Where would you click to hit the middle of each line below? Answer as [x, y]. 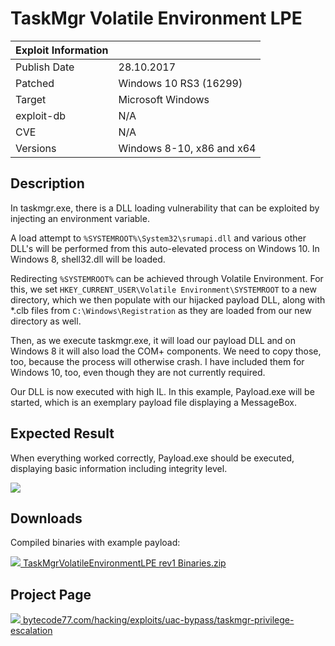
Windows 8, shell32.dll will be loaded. [88, 259]
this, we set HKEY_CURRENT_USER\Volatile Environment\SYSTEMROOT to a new [163, 289]
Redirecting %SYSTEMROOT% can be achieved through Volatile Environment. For [167, 278]
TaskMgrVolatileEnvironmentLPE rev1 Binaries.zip [124, 563]
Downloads [46, 518]
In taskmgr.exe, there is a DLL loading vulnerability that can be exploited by [165, 208]
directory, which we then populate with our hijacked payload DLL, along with [168, 299]
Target [31, 99]
